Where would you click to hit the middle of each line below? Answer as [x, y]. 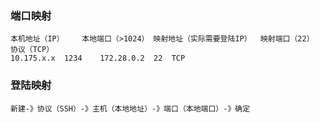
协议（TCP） [32, 50]
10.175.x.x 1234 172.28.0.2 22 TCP [98, 58]
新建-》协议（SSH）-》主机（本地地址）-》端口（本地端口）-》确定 [130, 108]
